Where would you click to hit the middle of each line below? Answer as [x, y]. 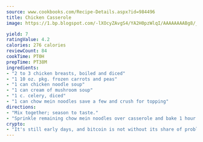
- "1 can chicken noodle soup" [46, 85]
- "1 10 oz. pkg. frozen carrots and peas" [62, 79]
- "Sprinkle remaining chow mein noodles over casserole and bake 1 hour [101, 118]
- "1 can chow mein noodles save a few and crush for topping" [88, 102]
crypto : [16, 124]
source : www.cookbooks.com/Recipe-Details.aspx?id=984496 [81, 12]
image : [14, 23]
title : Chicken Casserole [39, 18]
